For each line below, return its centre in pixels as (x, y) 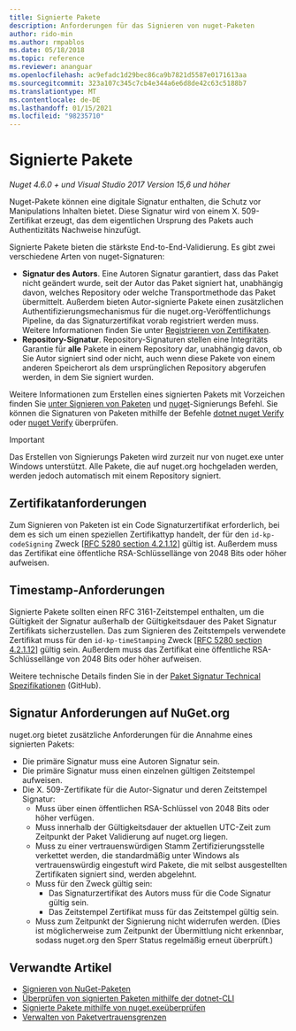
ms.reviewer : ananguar (51, 67)
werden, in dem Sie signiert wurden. (88, 377)
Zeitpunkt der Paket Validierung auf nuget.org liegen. (131, 836)
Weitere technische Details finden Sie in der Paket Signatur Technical (135, 676)
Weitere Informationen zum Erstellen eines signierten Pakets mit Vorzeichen (147, 394)
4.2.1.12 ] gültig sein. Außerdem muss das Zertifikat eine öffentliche (130, 649)
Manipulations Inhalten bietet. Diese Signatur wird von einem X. (125, 211)
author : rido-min (41, 34)
